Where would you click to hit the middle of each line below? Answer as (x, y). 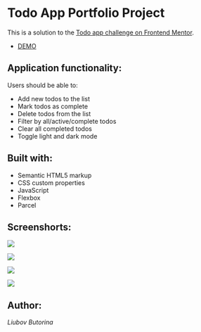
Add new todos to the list (53, 98)
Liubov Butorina (31, 322)
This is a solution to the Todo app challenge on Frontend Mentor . (101, 32)
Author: (25, 305)
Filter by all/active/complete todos (67, 121)
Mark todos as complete (53, 106)
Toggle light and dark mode (57, 136)
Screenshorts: (39, 227)
